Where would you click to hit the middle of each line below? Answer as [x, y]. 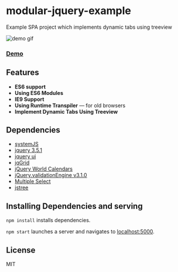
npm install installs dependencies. [48, 220]
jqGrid [22, 163]
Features [23, 72]
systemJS [27, 144]
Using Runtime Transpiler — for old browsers [70, 105]
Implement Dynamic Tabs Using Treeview [66, 111]
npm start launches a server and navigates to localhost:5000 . [81, 232]
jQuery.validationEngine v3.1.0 [51, 175]
